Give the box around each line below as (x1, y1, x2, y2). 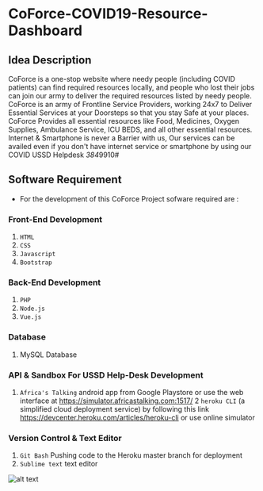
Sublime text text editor (19, 459, 98, 469)
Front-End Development (8, 213, 103, 224)
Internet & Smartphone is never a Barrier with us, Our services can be (8, 133, 235, 143)
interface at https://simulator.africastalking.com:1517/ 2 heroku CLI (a (19, 396, 246, 405)
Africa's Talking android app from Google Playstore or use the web (19, 388, 244, 397)
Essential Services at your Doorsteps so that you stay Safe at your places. (8, 108, 250, 117)
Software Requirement (8, 173, 122, 186)
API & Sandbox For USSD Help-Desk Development (8, 370, 204, 381)
